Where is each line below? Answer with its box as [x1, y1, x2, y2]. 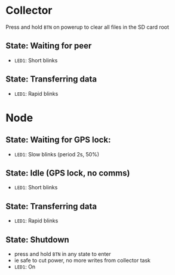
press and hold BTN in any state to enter [14, 250, 111, 258]
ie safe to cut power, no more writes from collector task [14, 257, 151, 264]
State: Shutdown [5, 234, 69, 244]
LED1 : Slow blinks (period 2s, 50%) [14, 150, 100, 158]
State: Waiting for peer [5, 41, 92, 51]
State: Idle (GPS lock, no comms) [5, 168, 130, 178]
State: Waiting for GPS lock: [5, 135, 111, 145]
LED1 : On [14, 263, 36, 270]
